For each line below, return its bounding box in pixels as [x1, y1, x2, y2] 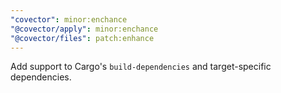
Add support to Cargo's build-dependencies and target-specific [10, 61, 272, 73]
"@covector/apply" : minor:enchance [10, 24, 159, 34]
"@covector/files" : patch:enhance [10, 33, 155, 43]
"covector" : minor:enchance [10, 14, 128, 25]
